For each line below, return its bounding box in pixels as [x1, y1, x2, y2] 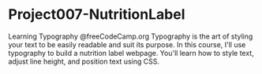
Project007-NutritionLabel [8, 6, 185, 24]
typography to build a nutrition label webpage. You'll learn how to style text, [8, 48, 254, 57]
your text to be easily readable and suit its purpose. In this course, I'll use [8, 39, 246, 49]
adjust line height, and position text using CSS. [8, 57, 160, 66]
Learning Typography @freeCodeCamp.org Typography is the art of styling [8, 31, 253, 41]
